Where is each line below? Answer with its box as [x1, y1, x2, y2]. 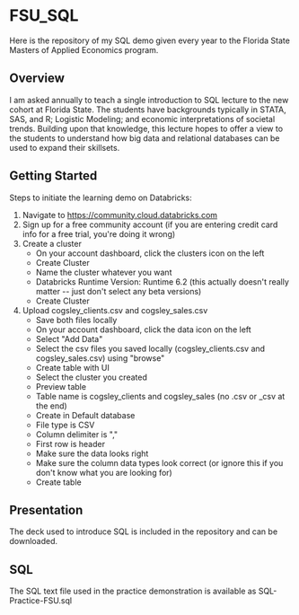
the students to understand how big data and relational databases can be [9, 132, 280, 144]
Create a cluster [22, 238, 83, 249]
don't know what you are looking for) [35, 467, 172, 478]
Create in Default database [35, 409, 136, 420]
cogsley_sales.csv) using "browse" [35, 352, 165, 364]
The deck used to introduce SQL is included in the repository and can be [9, 526, 278, 537]
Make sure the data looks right [35, 448, 149, 459]
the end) [35, 400, 67, 411]
